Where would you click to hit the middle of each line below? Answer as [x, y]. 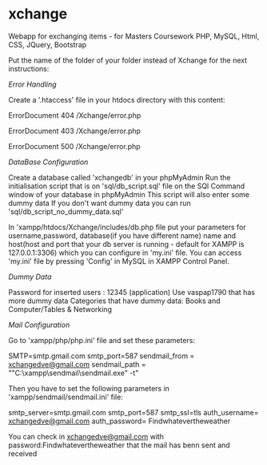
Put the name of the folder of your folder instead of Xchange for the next [128, 60]
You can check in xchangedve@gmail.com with [86, 436]
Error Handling [33, 84]
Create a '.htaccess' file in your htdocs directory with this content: [117, 99]
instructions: [29, 68]
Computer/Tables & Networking [60, 309]
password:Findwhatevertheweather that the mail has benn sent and [119, 445]
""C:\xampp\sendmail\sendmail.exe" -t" [74, 373]
